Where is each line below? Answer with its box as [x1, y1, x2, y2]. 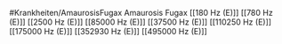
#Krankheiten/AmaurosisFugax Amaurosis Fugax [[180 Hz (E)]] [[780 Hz [9, 8, 273, 18]
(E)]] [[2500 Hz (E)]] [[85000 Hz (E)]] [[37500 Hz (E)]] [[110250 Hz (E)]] [9, 17, 272, 27]
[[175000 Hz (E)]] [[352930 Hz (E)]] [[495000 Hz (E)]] [9, 26, 207, 36]
